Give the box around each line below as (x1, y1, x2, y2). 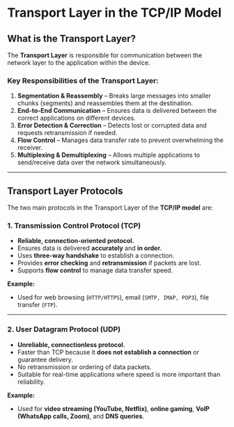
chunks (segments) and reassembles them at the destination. (17, 99, 194, 107)
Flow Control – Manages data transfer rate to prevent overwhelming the (17, 136, 224, 144)
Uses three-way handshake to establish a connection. (17, 251, 175, 260)
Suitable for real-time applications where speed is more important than (17, 370, 221, 378)
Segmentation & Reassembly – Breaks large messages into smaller (17, 92, 211, 100)
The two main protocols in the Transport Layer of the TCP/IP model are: (7, 203, 214, 212)
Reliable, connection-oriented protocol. (17, 237, 134, 245)
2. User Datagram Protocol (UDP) (7, 325, 120, 334)
